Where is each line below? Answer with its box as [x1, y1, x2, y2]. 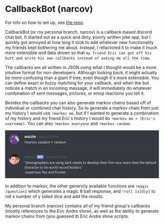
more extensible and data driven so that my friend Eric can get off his [5, 50, 152, 56]
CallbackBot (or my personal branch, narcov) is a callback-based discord [5, 29, 152, 35]
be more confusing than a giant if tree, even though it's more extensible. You [5, 75, 159, 81]
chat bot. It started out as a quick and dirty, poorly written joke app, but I [5, 34, 151, 40]
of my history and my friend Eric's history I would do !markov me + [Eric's [5, 115, 155, 121]
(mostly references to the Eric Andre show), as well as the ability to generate [5, 208, 159, 214]
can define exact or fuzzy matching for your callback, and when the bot [5, 80, 149, 86]
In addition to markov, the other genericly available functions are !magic [5, 183, 149, 189]
